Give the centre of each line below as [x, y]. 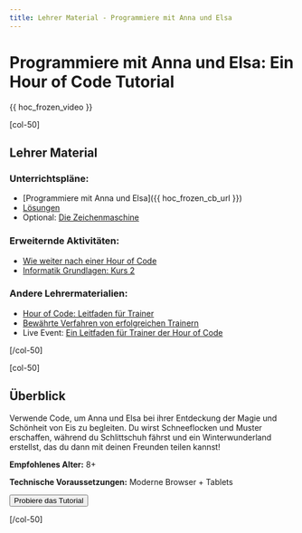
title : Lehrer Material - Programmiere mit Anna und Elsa [121, 18]
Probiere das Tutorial [49, 500]
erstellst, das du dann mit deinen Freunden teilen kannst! [115, 447]
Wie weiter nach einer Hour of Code [90, 261]
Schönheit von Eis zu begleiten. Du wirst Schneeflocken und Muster [136, 427]
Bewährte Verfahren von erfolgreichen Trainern [110, 323]
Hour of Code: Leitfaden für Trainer [88, 313]
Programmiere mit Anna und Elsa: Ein [151, 62]
